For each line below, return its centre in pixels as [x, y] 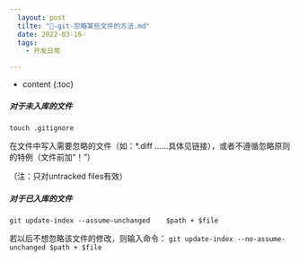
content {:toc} [48, 84]
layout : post [42, 17]
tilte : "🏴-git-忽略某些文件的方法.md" [84, 26]
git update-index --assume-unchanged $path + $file [114, 221]
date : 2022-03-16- [52, 34]
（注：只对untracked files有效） [68, 177]
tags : [28, 43]
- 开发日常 [43, 51]
